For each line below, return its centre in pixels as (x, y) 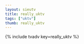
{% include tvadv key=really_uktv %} (42, 37)
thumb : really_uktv (25, 23)
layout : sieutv (21, 9)
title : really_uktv (25, 14)
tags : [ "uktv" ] (21, 18)
